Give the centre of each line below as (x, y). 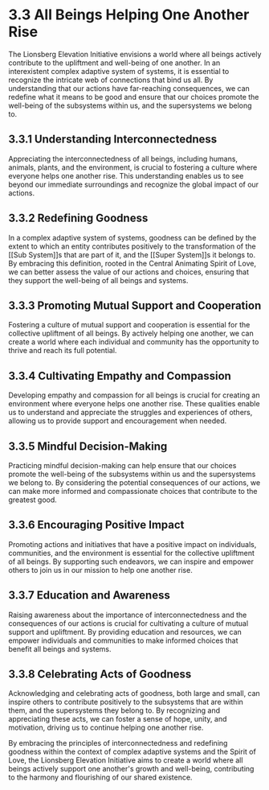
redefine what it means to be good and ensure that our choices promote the (134, 97)
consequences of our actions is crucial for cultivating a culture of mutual (128, 623)
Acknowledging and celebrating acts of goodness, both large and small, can (134, 693)
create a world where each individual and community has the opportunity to (134, 342)
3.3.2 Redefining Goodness (78, 218)
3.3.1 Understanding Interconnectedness (113, 140)
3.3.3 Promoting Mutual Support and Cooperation (135, 305)
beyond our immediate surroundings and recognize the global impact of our (134, 184)
